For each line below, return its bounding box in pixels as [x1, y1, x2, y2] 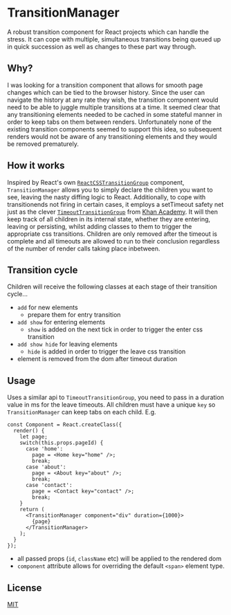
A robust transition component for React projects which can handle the [7, 28, 210, 36]
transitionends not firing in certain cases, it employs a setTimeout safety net [7, 200, 224, 208]
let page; [19, 434, 48, 441]
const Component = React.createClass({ [7, 421, 122, 428]
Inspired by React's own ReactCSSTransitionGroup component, [7, 178, 185, 186]
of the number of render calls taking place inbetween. [7, 244, 160, 253]
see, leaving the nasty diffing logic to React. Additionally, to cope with [7, 192, 206, 201]
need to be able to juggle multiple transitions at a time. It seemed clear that [7, 102, 221, 111]
